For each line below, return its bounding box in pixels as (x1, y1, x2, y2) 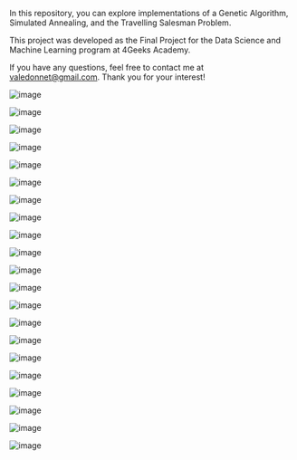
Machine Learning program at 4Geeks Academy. (9, 44, 191, 55)
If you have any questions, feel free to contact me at (9, 62, 205, 72)
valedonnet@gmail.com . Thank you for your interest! (9, 72, 206, 82)
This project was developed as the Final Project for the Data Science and (9, 35, 282, 45)
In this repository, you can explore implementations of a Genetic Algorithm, (9, 8, 289, 18)
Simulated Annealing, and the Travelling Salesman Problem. (9, 17, 232, 28)
